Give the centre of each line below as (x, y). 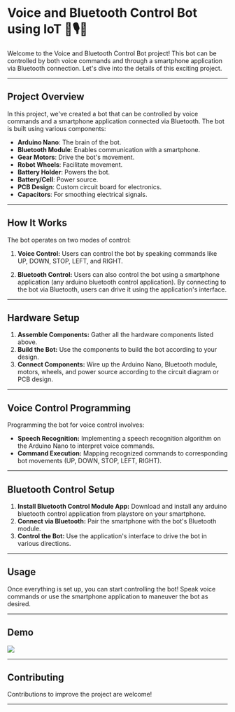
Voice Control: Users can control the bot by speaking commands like (117, 253)
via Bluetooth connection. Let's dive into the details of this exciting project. (115, 68)
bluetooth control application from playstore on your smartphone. (112, 514)
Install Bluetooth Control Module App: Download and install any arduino (122, 506)
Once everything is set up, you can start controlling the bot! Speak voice (112, 589)
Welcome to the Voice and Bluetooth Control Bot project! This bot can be (112, 53)
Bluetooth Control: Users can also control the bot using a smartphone (119, 274)
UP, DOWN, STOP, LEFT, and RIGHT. (70, 261)
